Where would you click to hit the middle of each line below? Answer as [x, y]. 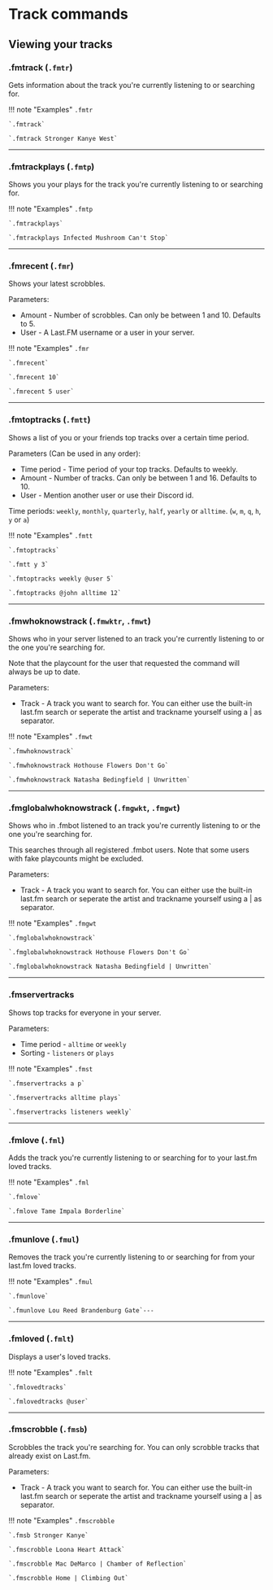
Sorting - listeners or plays [67, 1053]
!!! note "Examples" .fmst [51, 1068]
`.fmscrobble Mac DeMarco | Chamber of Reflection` [97, 1564]
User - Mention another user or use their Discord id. [107, 495]
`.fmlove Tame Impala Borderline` [67, 1211]
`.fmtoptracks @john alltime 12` [65, 593]
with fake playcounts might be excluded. [76, 859]
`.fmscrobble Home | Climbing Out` [69, 1578]
